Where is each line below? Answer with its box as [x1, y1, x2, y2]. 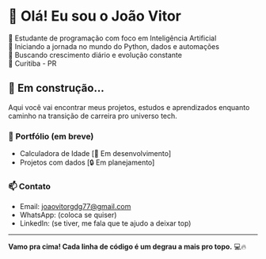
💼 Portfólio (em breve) [8, 131, 94, 142]
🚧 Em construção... [8, 82, 104, 95]
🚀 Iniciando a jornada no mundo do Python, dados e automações [8, 41, 220, 51]
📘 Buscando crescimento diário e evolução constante [8, 50, 182, 59]
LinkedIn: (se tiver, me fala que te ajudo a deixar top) [19, 219, 192, 228]
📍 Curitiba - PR [8, 59, 57, 68]
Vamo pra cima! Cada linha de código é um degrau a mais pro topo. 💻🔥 [8, 242, 247, 252]
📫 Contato [8, 181, 51, 192]
